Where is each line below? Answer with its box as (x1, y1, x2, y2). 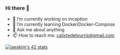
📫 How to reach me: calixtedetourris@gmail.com (12, 32, 114, 38)
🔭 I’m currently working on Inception (12, 16, 88, 22)
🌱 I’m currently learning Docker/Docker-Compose (12, 21, 115, 27)
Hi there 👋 (5, 5, 30, 12)
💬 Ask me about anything (12, 27, 65, 33)
